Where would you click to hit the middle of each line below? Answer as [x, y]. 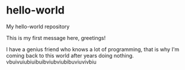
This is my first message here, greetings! [56, 38]
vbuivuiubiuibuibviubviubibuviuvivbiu [51, 62]
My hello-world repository [38, 26]
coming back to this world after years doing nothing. [70, 55]
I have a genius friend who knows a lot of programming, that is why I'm [93, 49]
